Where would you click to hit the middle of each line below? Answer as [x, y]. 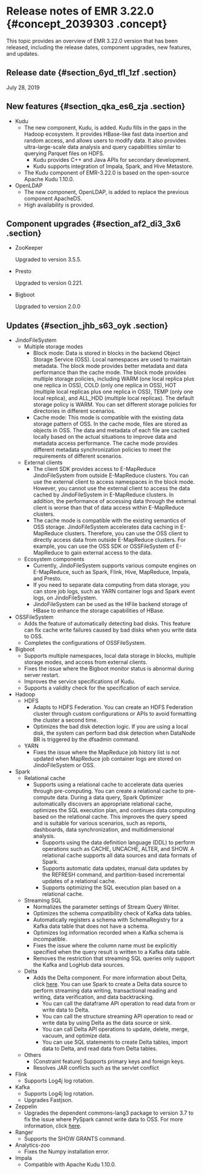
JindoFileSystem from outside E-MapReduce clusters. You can [111, 475]
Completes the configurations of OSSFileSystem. [85, 643]
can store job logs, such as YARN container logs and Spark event [114, 592]
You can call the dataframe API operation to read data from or [119, 1004]
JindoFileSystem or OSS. [64, 765]
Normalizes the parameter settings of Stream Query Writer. [106, 907]
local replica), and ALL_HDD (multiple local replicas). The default [114, 398]
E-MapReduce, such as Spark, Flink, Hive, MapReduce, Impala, [111, 572]
